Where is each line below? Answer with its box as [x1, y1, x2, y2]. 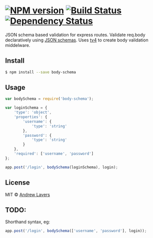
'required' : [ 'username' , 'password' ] [14, 151, 94, 157]
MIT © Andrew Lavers [5, 192, 50, 198]
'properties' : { [14, 115, 48, 119]
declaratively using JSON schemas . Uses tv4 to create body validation [5, 37, 149, 43]
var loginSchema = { [5, 105, 48, 111]
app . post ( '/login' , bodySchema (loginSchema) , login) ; [5, 164, 118, 170]
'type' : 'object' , [14, 110, 52, 115]
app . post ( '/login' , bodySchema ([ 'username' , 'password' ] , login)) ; [5, 229, 147, 234]
